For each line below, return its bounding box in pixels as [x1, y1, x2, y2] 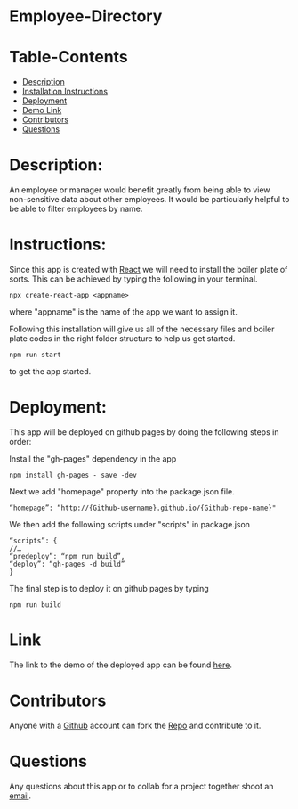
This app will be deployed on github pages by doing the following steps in [9, 426, 279, 437]
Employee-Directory [9, 6, 163, 27]
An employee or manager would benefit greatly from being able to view [9, 184, 270, 195]
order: [9, 436, 32, 446]
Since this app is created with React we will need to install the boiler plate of [9, 265, 288, 274]
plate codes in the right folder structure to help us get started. [9, 333, 236, 344]
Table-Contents [9, 47, 129, 68]
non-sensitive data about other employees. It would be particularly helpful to [9, 194, 290, 205]
